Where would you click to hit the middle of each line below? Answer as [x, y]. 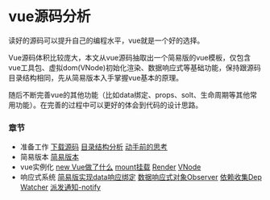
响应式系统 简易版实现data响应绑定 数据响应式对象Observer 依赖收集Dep [141, 177]
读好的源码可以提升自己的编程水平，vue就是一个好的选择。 [106, 40]
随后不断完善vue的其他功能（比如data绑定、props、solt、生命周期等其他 [129, 94]
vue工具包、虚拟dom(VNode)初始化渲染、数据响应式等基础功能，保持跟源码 [135, 67]
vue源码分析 [50, 17]
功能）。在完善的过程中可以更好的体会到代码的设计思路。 [109, 105]
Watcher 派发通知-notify [60, 187]
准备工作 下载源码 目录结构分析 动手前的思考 [93, 147]
